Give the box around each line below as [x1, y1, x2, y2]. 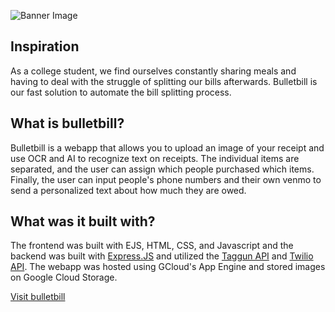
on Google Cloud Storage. [10, 271, 118, 284]
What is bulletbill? [10, 115, 125, 132]
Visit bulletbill [10, 291, 66, 303]
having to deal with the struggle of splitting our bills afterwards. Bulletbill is [10, 75, 318, 87]
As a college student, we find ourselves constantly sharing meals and [10, 65, 297, 77]
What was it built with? [10, 213, 156, 230]
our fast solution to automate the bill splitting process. [10, 86, 232, 98]
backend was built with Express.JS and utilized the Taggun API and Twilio [10, 250, 314, 262]
